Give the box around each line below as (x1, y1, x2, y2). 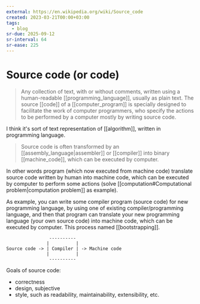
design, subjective (14, 284, 60, 291)
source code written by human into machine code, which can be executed (6, 173, 189, 180)
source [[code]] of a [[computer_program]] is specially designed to (20, 100, 187, 108)
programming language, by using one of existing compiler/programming (6, 204, 184, 212)
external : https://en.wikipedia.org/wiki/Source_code (6, 8, 144, 15)
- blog (11, 25, 28, 32)
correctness (14, 278, 45, 285)
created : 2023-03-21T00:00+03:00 (6, 14, 90, 20)
